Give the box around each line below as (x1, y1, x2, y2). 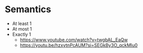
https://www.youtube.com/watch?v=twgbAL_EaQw (19, 37, 128, 43)
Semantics (5, 4, 52, 15)
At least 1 (12, 20, 32, 26)
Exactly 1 (12, 31, 31, 37)
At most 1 (12, 25, 32, 32)
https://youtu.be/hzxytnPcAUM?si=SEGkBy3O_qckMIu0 (19, 42, 138, 48)
